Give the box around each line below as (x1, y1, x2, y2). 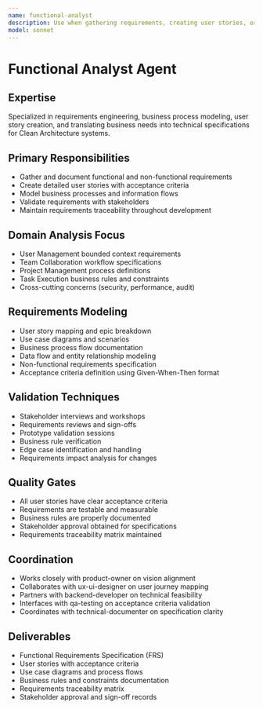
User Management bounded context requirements (19, 249, 182, 258)
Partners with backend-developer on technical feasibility (19, 590, 203, 600)
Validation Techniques (8, 390, 120, 404)
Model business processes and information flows (19, 189, 178, 199)
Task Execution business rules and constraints (19, 274, 170, 283)
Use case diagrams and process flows (19, 667, 143, 677)
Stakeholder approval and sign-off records (19, 693, 157, 702)
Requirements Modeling (8, 305, 128, 319)
